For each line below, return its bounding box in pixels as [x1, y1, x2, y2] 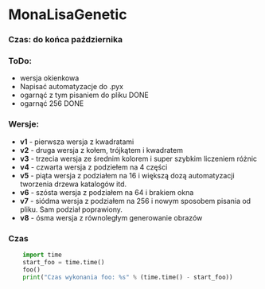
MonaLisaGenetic [8, 6, 127, 24]
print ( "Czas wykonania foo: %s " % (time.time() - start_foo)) [22, 273, 233, 281]
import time [22, 251, 62, 259]
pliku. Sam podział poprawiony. [19, 205, 123, 214]
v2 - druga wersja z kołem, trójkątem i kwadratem [19, 145, 183, 154]
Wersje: [8, 119, 40, 130]
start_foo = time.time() [22, 258, 105, 266]
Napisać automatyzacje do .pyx [19, 82, 124, 92]
